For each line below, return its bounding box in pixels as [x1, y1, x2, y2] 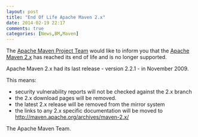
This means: [6, 77, 37, 84]
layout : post [6, 8, 39, 15]
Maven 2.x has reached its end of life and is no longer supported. [6, 54, 167, 61]
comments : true [6, 25, 44, 32]
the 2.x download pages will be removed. [14, 95, 117, 102]
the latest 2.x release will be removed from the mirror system [14, 101, 166, 108]
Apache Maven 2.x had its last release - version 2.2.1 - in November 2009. [6, 65, 189, 72]
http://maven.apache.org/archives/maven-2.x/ [14, 114, 129, 121]
